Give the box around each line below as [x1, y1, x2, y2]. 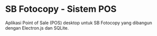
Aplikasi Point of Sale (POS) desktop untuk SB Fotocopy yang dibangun [5, 20, 152, 26]
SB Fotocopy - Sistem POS [5, 3, 116, 15]
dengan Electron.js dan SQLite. [5, 25, 69, 31]
